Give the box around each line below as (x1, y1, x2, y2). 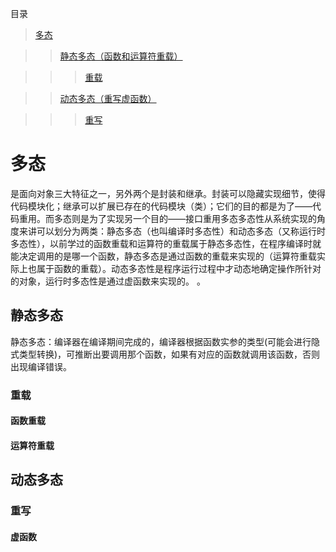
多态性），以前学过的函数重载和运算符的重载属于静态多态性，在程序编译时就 (10, 237, 322, 249)
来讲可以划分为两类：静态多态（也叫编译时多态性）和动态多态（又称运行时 (18, 225, 326, 237)
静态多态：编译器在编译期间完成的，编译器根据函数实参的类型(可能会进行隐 (10, 335, 321, 347)
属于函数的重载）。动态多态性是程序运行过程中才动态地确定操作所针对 (36, 262, 322, 274)
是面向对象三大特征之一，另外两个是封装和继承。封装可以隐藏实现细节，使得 (10, 187, 326, 199)
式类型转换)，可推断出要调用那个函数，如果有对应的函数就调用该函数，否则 (10, 348, 321, 360)
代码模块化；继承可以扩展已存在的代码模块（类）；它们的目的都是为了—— (10, 200, 313, 212)
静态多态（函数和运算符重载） (59, 50, 183, 62)
